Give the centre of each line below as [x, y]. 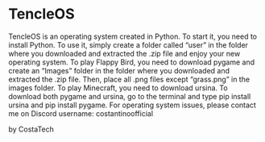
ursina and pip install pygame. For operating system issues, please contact [132, 105]
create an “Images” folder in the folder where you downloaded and [119, 70]
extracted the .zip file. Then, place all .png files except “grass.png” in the [129, 79]
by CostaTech [31, 129]
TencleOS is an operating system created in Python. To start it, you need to [133, 36]
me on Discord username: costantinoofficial [81, 113]
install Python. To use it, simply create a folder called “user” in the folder [128, 44]
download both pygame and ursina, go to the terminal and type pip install [130, 96]
